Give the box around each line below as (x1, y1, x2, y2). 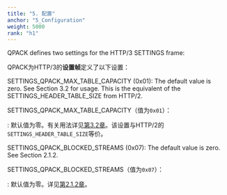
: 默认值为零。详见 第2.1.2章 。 (7, 180, 91, 189)
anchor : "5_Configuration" (7, 17, 86, 24)
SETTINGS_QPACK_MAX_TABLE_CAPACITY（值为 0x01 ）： (7, 106, 172, 115)
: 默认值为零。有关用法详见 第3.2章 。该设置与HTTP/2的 (7, 121, 164, 130)
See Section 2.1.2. (7, 151, 58, 159)
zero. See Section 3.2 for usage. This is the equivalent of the (7, 84, 181, 93)
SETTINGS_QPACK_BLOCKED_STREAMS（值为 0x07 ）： (7, 165, 164, 174)
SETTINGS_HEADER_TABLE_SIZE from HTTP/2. (7, 92, 143, 100)
